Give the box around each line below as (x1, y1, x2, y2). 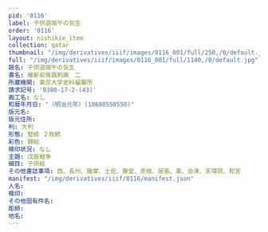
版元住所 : (8, 116, 36, 124)
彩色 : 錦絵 (8, 137, 40, 146)
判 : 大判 (8, 123, 34, 131)
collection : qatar (8, 41, 69, 49)
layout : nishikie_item (8, 33, 84, 42)
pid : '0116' (8, 11, 48, 20)
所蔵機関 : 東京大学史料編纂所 (8, 78, 93, 86)
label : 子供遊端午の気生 (8, 19, 81, 27)
